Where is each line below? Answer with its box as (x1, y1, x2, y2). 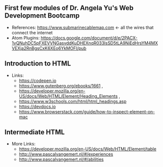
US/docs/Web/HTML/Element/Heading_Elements (19, 93, 118, 99)
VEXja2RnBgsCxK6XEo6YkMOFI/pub (11, 45, 86, 51)
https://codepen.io (19, 78, 57, 83)
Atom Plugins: (11, 35, 40, 41)
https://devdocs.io (19, 104, 56, 109)
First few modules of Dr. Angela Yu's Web (4, 4, 134, 12)
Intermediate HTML (4, 128, 65, 136)
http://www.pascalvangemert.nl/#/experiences (19, 151, 113, 157)
